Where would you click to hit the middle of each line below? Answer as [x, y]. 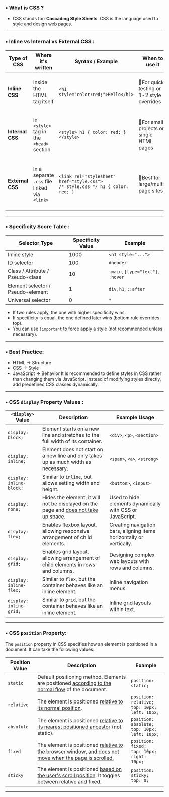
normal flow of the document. [72, 689]
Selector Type [36, 243]
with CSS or [123, 510]
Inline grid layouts [130, 603]
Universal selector [29, 300]
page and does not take [70, 510]
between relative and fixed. [69, 781]
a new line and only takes [72, 456]
